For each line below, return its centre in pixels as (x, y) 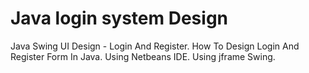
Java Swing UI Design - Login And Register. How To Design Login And (155, 46)
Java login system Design (119, 18)
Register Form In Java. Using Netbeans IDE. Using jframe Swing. (143, 56)
